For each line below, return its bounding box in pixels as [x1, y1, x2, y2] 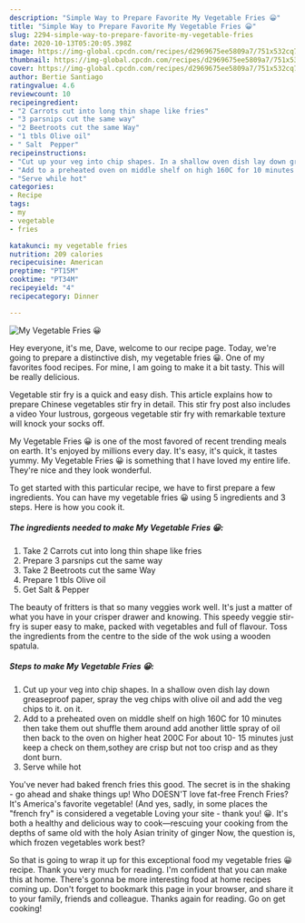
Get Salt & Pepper [22, 584, 90, 595]
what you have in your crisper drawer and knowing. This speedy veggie [9, 611, 278, 622]
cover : [9, 65, 34, 74]
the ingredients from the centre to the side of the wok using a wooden [9, 630, 271, 641]
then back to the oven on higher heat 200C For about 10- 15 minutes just [22, 732, 294, 743]
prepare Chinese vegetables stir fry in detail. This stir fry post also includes [9, 398, 290, 409]
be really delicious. [9, 371, 80, 382]
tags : [9, 199, 30, 209]
